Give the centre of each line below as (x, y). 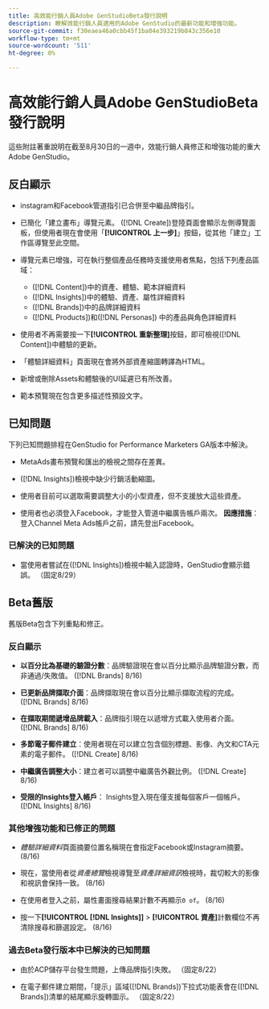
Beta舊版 (31, 603)
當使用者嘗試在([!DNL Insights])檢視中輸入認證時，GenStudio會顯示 (131, 564)
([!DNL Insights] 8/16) (55, 805)
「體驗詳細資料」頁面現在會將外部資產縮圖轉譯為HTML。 (114, 361)
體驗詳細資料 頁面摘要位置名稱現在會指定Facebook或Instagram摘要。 (134, 847)
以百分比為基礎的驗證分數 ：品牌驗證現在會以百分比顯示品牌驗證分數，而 (139, 665)
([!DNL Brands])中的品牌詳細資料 (86, 307)
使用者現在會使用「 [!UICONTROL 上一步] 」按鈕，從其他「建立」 (148, 232)
